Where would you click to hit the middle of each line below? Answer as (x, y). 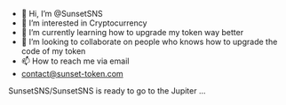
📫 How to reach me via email (75, 61)
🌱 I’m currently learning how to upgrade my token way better (132, 32)
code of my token (53, 51)
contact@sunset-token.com (72, 74)
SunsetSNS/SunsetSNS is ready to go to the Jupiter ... (107, 91)
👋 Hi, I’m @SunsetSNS (62, 14)
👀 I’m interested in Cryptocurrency (84, 23)
